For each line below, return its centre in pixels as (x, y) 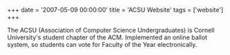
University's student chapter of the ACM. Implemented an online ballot (107, 37)
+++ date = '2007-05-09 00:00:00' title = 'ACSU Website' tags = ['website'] (115, 10)
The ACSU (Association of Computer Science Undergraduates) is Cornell (111, 30)
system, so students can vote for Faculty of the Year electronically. (102, 44)
